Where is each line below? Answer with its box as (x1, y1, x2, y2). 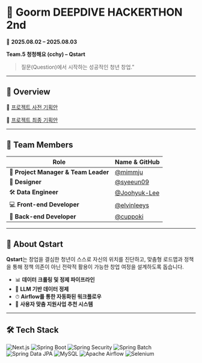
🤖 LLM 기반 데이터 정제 (14, 285, 69, 293)
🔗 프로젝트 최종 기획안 (6, 116, 58, 123)
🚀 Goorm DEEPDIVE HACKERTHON (6, 5, 183, 19)
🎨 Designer (9, 178, 42, 186)
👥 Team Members (6, 140, 73, 150)
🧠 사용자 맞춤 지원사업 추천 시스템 (14, 300, 93, 308)
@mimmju (114, 168, 143, 176)
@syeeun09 (114, 178, 149, 186)
